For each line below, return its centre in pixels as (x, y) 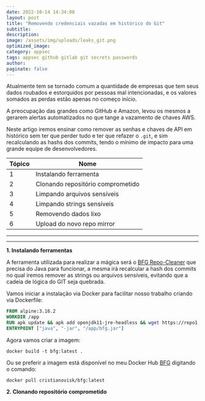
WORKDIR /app (23, 317)
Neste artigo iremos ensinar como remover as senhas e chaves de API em (99, 130)
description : (23, 35)
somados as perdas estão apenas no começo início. (72, 99)
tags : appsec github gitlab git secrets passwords (72, 57)
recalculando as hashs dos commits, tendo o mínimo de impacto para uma (100, 142)
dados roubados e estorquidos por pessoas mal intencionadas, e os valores (102, 93)
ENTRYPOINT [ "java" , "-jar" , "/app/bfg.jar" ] (65, 328)
